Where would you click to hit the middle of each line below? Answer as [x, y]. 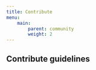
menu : [13, 17]
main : [24, 23]
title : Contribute [29, 12]
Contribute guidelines [48, 59]
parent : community [51, 29]
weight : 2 [40, 34]
